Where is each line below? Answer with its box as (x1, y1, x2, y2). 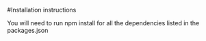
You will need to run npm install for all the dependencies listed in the (7, 19, 200, 27)
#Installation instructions (7, 6, 77, 14)
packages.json (7, 27, 49, 34)
